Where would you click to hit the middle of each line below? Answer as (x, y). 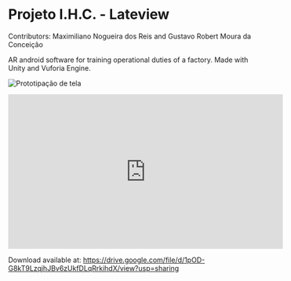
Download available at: (45, 260)
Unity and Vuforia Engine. (50, 68)
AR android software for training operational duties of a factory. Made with (128, 60)
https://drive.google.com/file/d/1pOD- (144, 260)
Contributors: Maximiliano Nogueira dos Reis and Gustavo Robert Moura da (130, 36)
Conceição (25, 44)
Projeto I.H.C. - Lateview (89, 15)
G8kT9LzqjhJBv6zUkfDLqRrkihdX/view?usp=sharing (94, 268)
